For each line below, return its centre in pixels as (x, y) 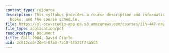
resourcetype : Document (30, 33)
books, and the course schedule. (45, 19)
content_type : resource (30, 10)
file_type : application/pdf (35, 29)
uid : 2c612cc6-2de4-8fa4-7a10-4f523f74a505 (52, 43)
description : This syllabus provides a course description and (73, 15)
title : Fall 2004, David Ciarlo (39, 38)
